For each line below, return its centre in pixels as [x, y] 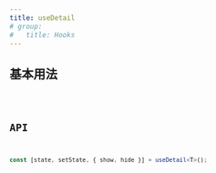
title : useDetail [42, 18]
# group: [26, 26]
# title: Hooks [42, 35]
